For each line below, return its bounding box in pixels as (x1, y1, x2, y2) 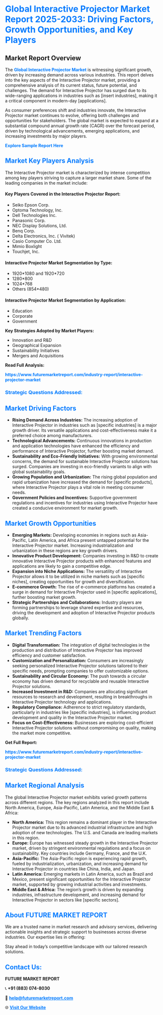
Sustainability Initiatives (12, 347, 60, 354)
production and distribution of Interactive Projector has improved (12, 647, 143, 653)
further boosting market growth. (12, 594, 77, 600)
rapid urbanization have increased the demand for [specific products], (12, 479, 153, 485)
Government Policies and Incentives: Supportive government (12, 495, 137, 500)
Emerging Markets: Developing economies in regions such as (12, 532, 137, 538)
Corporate (12, 313, 33, 319)
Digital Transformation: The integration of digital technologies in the (12, 642, 150, 648)
